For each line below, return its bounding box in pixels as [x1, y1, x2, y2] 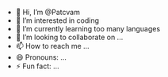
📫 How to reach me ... [15, 42, 90, 50]
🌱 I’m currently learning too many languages [15, 24, 161, 33]
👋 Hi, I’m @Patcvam [15, 8, 81, 16]
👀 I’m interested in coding [15, 16, 100, 25]
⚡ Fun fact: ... [15, 61, 59, 71]
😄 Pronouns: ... [15, 53, 67, 62]
